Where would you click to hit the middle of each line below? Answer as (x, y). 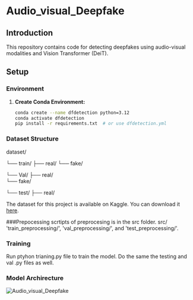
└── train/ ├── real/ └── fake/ (45, 163)
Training (18, 243)
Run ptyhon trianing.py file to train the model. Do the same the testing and (96, 256)
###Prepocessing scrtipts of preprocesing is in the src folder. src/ (87, 222)
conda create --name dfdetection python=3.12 (72, 113)
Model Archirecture (35, 278)
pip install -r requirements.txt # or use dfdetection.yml (91, 124)
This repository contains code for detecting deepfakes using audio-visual (96, 47)
